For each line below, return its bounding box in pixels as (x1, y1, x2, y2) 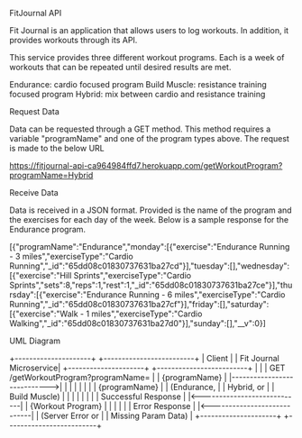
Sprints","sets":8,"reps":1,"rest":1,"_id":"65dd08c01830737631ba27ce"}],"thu (9, 279, 293, 290)
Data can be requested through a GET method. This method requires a (9, 123, 271, 134)
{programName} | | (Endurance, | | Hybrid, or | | (97, 382, 275, 392)
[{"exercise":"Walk (9, 308, 78, 319)
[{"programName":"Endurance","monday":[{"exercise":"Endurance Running (9, 242, 290, 251)
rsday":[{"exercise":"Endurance (9, 289, 127, 300)
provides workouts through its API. (9, 35, 138, 45)
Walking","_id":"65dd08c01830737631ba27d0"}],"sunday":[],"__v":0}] (9, 318, 266, 328)
